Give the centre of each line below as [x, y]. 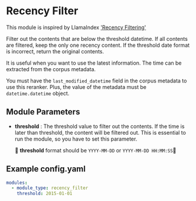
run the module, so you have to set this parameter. [76, 139]
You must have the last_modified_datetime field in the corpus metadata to [97, 81]
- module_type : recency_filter [50, 188]
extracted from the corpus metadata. [51, 69]
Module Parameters [43, 112]
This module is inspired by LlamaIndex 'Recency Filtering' [76, 27]
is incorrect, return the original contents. [55, 51]
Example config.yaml [46, 169]
